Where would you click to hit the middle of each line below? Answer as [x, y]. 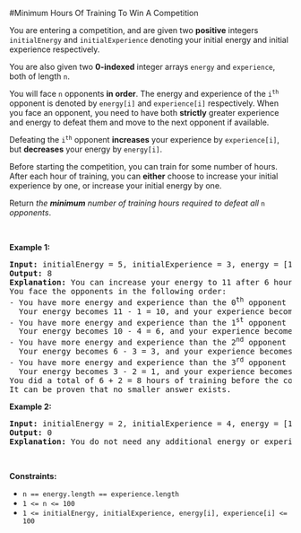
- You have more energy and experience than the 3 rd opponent [148, 361]
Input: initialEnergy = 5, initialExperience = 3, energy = [144, 264]
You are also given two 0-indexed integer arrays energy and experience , [142, 67]
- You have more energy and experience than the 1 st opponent [148, 321]
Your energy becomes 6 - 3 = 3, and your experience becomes [155, 351]
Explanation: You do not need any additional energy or [134, 441]
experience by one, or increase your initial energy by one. [116, 186]
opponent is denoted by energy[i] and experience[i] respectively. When [144, 103]
